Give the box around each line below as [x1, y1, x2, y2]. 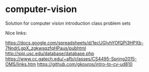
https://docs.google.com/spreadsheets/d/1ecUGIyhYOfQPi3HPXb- [5, 39, 144, 46]
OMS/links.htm [5, 61, 36, 67]
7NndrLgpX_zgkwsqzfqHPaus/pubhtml [5, 45, 86, 51]
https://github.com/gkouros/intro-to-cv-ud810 [37, 61, 133, 67]
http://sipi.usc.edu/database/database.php [5, 50, 94, 56]
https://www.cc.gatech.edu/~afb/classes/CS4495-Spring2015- [5, 55, 137, 61]
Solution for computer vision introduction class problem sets [5, 20, 131, 26]
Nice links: [5, 30, 27, 36]
